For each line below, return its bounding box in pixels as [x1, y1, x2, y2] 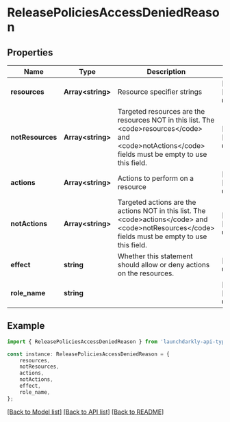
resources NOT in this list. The [117, 115, 215, 125]
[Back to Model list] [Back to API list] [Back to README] [7, 408, 164, 416]
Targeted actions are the [117, 197, 196, 207]
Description [146, 67, 186, 76]
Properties [7, 47, 53, 58]
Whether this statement [117, 251, 193, 261]
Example [7, 320, 45, 332]
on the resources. [117, 269, 175, 278]
